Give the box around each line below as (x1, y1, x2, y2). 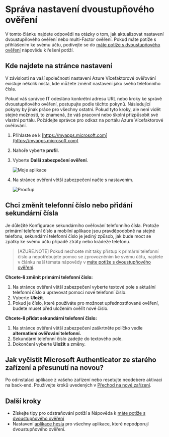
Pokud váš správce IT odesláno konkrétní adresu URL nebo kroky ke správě (5, 95, 162, 101)
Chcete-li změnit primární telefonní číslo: (5, 274, 93, 280)
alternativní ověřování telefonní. (12, 330, 81, 336)
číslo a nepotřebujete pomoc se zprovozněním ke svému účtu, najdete (17, 253, 163, 259)
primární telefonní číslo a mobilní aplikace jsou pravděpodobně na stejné (5, 228, 155, 234)
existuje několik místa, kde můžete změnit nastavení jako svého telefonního (5, 80, 161, 86)
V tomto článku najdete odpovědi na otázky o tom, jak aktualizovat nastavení (5, 31, 164, 37)
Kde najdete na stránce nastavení (5, 62, 112, 70)
